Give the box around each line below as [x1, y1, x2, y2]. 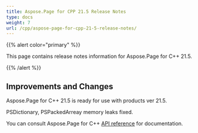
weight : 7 [6, 20, 31, 25]
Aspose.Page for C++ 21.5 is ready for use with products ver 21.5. [6, 97, 168, 104]
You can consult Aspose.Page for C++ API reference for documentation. [6, 120, 183, 127]
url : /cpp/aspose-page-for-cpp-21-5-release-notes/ [6, 25, 137, 31]
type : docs [6, 14, 33, 20]
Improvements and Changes [6, 81, 114, 92]
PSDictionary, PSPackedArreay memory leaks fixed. [6, 109, 134, 116]
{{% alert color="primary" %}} [6, 41, 81, 48]
